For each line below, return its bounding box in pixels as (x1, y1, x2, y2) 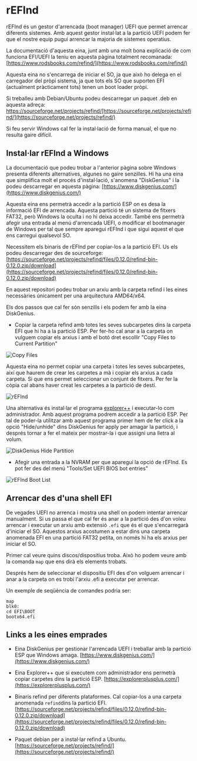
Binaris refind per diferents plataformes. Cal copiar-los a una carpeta (14, 693, 182, 700)
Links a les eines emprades (6, 630, 108, 640)
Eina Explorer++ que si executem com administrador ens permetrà (14, 669, 176, 676)
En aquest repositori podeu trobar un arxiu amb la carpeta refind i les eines (6, 286, 188, 293)
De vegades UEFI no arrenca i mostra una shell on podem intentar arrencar (6, 509, 188, 516)
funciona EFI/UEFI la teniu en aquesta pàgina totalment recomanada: (6, 53, 172, 60)
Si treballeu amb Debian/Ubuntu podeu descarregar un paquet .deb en (6, 95, 178, 102)
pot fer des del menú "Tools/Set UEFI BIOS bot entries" (14, 465, 148, 472)
